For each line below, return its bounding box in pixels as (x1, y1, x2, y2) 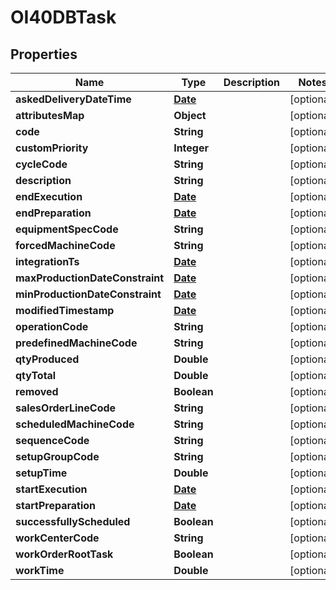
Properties (10, 46, 78, 63)
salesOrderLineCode (15, 401, 117, 415)
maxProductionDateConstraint (15, 271, 165, 285)
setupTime (15, 466, 68, 480)
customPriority (15, 141, 89, 155)
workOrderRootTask (15, 547, 114, 561)
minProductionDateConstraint (15, 287, 162, 301)
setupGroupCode (15, 450, 100, 463)
